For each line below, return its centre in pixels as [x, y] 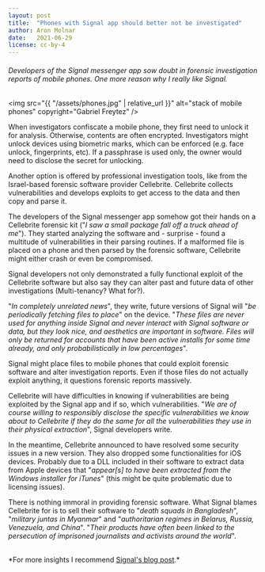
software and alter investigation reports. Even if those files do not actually [129, 372]
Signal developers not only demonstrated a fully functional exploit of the [126, 274]
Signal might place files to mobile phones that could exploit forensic [119, 364]
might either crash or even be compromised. [81, 259]
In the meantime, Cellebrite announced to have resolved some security [123, 445]
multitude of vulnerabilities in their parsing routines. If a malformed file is [127, 242]
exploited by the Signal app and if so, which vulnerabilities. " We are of [123, 404]
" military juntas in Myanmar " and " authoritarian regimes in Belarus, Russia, [131, 519]
